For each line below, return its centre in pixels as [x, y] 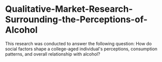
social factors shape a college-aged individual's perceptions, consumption [81, 49]
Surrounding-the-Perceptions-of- [76, 19]
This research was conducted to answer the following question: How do [79, 43]
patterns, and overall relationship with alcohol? [53, 54]
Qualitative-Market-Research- [69, 9]
